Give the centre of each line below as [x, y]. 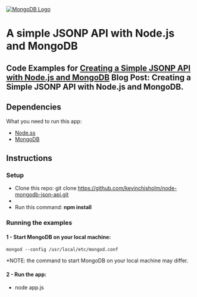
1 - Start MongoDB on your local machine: [59, 237]
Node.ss [25, 133]
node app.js [29, 287]
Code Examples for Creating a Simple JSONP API [98, 68]
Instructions [29, 158]
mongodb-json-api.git [42, 195]
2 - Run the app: [26, 274]
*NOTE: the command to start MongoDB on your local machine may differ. [97, 261]
